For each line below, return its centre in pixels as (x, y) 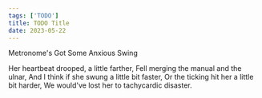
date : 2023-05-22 (37, 30)
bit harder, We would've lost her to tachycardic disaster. (100, 85)
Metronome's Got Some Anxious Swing (73, 53)
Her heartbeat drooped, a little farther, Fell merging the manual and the (125, 69)
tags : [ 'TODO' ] (34, 16)
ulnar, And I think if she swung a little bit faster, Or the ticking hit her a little (131, 77)
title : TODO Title (39, 23)
